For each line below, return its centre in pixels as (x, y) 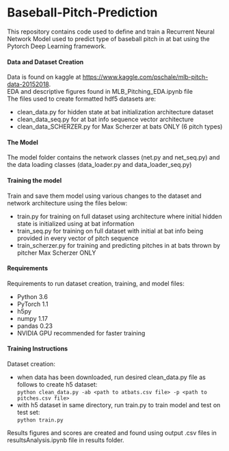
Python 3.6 (32, 296)
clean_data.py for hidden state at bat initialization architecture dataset (115, 112)
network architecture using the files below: (67, 203)
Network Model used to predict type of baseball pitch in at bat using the (108, 38)
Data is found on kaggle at (44, 77)
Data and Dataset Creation (45, 62)
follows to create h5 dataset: (57, 384)
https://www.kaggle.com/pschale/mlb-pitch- (145, 77)
